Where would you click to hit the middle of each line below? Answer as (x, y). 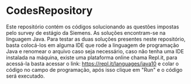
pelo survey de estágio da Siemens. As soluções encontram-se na (86, 32)
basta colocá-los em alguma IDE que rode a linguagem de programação (93, 45)
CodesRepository (49, 11)
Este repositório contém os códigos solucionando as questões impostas (93, 27)
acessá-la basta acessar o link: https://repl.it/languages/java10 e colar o (93, 63)
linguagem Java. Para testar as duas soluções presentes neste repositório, (96, 39)
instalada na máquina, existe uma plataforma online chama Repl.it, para (92, 57)
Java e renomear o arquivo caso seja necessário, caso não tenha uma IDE (95, 51)
